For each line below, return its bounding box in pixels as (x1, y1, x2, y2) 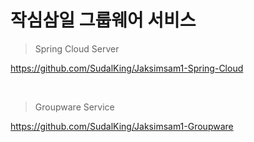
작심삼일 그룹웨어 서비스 (10, 9, 197, 32)
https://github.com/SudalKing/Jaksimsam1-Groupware (10, 120, 234, 132)
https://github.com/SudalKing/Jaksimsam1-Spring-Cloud (10, 62, 244, 74)
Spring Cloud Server (34, 42, 120, 55)
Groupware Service (34, 101, 115, 113)
